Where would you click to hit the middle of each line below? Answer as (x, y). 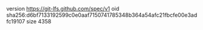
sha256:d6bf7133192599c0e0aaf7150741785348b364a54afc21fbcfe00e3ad (102, 15)
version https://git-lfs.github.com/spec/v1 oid (63, 9)
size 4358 (39, 21)
